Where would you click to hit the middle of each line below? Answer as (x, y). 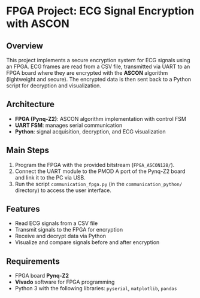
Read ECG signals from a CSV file (56, 223)
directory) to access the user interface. (63, 190)
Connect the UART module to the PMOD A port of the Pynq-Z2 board (100, 171)
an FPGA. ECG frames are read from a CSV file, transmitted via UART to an (98, 66)
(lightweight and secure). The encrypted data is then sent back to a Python (99, 79)
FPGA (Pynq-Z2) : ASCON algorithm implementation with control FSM (101, 118)
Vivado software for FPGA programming (65, 282)
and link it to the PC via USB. (50, 177)
